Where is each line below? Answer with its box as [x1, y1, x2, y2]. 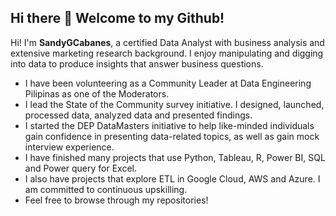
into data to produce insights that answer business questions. [10, 57, 264, 70]
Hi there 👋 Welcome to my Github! [10, 10, 225, 27]
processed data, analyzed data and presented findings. [24, 109, 253, 121]
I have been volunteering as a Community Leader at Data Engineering [24, 77, 312, 89]
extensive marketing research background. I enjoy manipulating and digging [10, 47, 324, 59]
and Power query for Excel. [24, 162, 138, 174]
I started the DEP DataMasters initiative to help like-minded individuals [24, 119, 315, 131]
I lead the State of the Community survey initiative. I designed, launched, [24, 98, 325, 110]
